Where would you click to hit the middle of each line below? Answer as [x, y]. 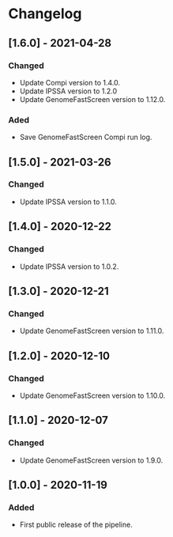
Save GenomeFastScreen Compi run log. [86, 137]
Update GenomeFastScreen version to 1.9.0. [91, 460]
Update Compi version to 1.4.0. [70, 82]
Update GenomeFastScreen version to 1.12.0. [92, 99]
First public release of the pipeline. [76, 525]
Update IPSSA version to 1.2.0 [68, 91]
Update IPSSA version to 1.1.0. [68, 202]
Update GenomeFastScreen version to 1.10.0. [92, 395]
